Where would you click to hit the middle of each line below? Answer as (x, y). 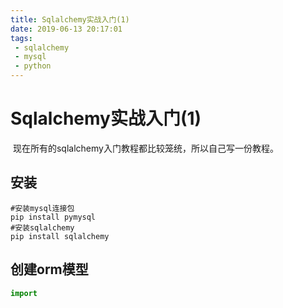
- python (33, 66)
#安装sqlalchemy (42, 227)
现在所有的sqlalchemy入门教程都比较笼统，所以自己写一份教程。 (145, 148)
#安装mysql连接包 (42, 208)
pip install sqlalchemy (60, 236)
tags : (21, 38)
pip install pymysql (53, 217)
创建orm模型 (49, 269)
